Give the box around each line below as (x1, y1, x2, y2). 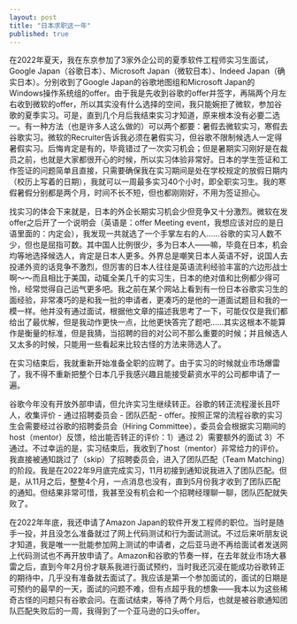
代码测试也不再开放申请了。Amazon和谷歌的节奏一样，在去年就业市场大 (16, 551, 279, 561)
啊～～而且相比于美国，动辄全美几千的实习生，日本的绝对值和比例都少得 (9, 273, 272, 283)
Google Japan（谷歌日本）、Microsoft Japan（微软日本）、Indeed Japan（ (9, 65, 278, 76)
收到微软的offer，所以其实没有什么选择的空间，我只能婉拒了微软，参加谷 (16, 99, 283, 110)
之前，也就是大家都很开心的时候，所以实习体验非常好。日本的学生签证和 (16, 154, 280, 165)
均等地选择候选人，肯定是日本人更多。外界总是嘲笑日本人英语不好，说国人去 (9, 250, 288, 261)
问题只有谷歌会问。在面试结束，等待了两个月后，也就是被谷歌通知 (39, 595, 280, 605)
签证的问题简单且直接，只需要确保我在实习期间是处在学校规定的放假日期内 (16, 166, 288, 176)
